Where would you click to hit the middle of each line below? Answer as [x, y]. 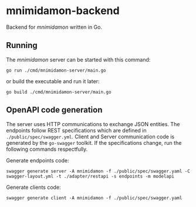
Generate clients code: [33, 187]
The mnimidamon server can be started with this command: [78, 59]
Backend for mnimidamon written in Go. [54, 27]
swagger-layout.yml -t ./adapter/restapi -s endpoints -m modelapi [90, 176]
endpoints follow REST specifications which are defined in [76, 130]
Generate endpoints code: [38, 160]
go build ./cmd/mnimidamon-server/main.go [59, 92]
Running [22, 45]
